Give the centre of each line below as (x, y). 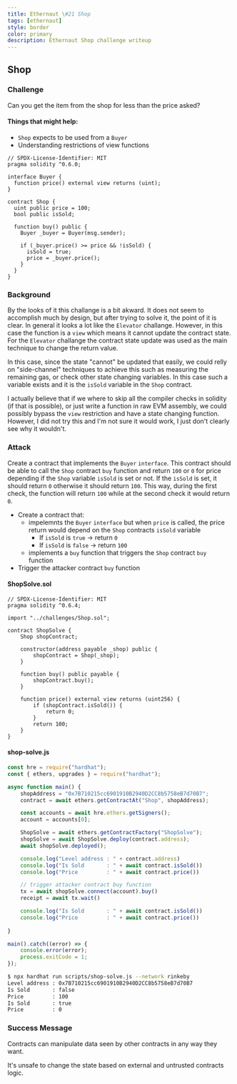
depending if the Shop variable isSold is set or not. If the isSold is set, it (112, 478)
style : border (29, 27)
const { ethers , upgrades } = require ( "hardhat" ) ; (84, 774)
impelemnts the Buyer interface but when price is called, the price (126, 522)
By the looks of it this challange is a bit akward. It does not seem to (106, 310)
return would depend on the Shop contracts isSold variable (115, 530)
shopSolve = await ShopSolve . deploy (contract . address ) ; (105, 839)
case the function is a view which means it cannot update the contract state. (119, 333)
